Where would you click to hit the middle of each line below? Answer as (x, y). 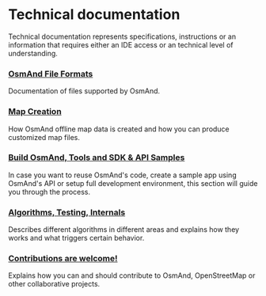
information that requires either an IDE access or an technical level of (121, 44)
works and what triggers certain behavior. (76, 238)
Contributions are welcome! (63, 259)
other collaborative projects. (54, 284)
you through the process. (49, 192)
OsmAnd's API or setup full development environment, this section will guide (133, 183)
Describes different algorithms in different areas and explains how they (124, 230)
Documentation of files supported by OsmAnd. (84, 91)
